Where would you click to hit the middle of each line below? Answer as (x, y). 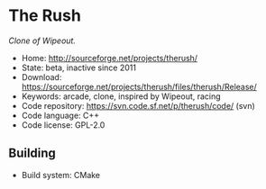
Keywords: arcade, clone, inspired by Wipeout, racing (121, 96)
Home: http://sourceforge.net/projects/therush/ (110, 58)
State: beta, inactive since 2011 (79, 67)
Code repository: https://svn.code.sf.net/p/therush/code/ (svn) (138, 105)
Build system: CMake (61, 175)
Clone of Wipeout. (42, 40)
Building (32, 153)
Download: (41, 76)
